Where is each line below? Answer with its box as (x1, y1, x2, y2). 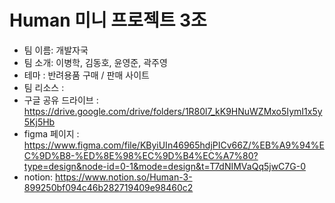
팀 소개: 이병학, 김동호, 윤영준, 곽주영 (23, 56, 168, 68)
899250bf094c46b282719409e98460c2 (23, 181, 194, 193)
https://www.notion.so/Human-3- (55, 171, 193, 183)
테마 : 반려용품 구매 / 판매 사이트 (23, 69, 150, 81)
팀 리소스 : (23, 81, 65, 93)
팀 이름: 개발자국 (23, 44, 89, 56)
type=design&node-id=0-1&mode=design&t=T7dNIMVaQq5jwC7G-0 (23, 160, 306, 172)
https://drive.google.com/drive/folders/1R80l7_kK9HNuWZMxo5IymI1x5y (23, 105, 323, 117)
